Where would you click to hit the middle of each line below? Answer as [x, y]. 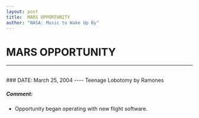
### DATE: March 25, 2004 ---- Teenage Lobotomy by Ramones [85, 80]
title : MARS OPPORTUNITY [38, 17]
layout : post [22, 12]
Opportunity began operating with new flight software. [81, 109]
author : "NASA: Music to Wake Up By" [53, 23]
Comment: [20, 94]
